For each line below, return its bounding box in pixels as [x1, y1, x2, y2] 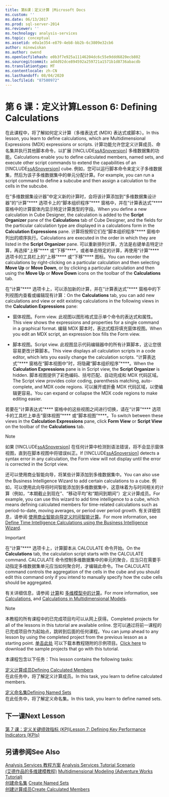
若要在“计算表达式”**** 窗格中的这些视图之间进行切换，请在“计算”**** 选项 [5, 406, 161, 412]
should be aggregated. [5, 579, 52, 585]
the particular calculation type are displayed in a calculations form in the [5, 222, 155, 228]
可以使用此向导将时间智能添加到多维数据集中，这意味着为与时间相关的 [14, 484, 159, 490]
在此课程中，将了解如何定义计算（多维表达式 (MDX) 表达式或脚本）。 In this [5, 129, 159, 135]
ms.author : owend [5, 49, 42, 55]
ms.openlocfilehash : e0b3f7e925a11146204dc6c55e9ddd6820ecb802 [5, 54, 141, 60]
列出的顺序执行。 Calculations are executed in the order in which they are [5, 234, 156, 240]
